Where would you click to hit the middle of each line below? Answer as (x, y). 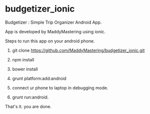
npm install (23, 59)
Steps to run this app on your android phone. (50, 41)
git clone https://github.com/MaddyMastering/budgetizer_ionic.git (78, 50)
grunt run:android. (30, 97)
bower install (25, 69)
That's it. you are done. (28, 106)
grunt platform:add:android (39, 78)
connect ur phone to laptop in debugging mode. (60, 87)
